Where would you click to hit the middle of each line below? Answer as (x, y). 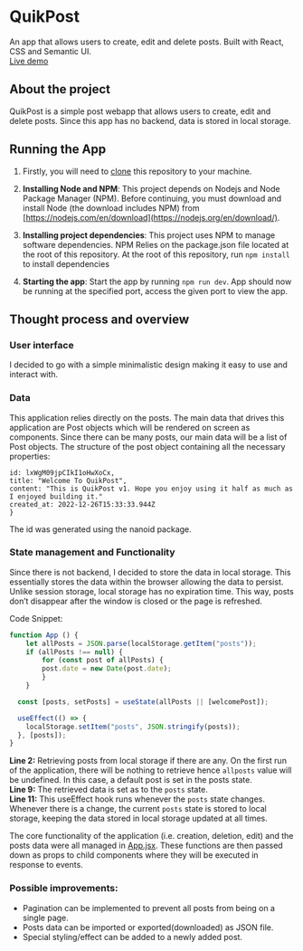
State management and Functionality (92, 552)
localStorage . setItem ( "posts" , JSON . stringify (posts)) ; (133, 727)
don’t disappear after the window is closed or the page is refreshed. (136, 601)
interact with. (34, 375)
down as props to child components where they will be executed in (134, 855)
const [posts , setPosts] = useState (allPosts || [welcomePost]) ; (143, 702)
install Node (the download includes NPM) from (111, 208)
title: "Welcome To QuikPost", (68, 480)
